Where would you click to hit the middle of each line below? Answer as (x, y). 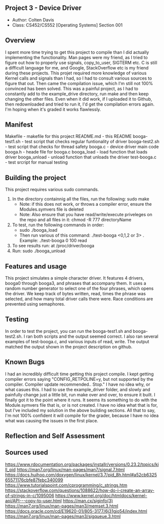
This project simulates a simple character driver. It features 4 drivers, (75, 278)
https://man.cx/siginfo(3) (88, 501)
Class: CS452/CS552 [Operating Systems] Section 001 (67, 25)
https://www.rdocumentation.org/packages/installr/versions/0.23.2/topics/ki (82, 464)
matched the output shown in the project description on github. (69, 347)
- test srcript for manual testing (36, 162)
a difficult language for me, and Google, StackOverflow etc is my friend (77, 67)
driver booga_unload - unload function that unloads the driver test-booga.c (81, 157)
